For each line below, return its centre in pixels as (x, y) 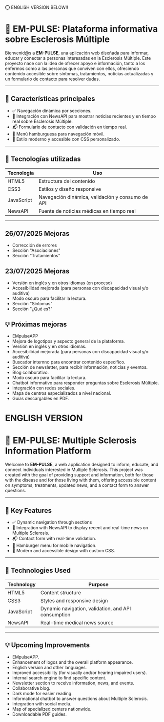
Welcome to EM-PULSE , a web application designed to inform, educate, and (82, 465)
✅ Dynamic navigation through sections (52, 522)
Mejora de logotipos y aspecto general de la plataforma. (69, 341)
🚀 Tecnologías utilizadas (43, 159)
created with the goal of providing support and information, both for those (79, 475)
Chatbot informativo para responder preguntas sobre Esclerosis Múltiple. (85, 383)
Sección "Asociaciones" (36, 250)
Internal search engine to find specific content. (59, 677)
